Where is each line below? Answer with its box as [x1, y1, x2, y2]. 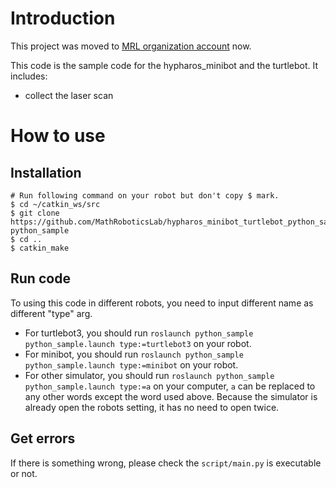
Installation [10, 164, 82, 181]
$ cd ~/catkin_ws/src [10, 199, 101, 209]
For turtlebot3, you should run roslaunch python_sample [24, 327, 254, 339]
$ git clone [10, 208, 60, 218]
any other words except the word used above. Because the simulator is [24, 390, 318, 402]
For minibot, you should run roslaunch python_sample [24, 348, 244, 360]
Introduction [10, 7, 116, 30]
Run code [10, 270, 71, 287]
